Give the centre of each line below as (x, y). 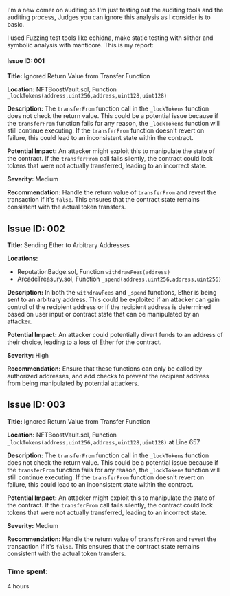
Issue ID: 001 (26, 60)
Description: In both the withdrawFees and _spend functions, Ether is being (112, 293)
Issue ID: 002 (36, 228)
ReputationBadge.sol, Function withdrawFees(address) (93, 272)
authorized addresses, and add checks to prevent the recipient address (108, 376)
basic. (16, 24)
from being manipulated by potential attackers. (73, 383)
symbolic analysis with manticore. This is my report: (81, 45)
